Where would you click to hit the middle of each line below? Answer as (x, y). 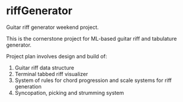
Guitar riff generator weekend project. (53, 27)
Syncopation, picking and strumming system (69, 93)
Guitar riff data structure (44, 68)
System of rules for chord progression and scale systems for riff (93, 80)
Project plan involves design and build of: (57, 56)
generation (28, 86)
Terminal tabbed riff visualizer (51, 74)
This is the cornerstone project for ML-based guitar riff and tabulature (91, 38)
